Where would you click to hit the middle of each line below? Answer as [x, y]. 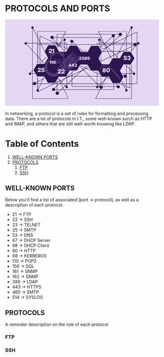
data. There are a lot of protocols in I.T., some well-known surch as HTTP [79, 119]
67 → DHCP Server [31, 240]
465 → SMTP [25, 292]
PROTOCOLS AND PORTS [58, 9]
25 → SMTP [24, 230]
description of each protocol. [34, 205]
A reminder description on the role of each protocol [57, 324]
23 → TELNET [26, 225]
